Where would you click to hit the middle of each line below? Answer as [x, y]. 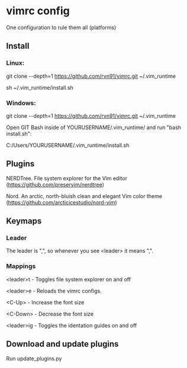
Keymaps [24, 221]
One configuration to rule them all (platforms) [61, 27]
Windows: [21, 103]
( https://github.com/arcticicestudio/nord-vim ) [62, 202]
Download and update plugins [62, 344]
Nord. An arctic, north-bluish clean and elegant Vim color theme [84, 196]
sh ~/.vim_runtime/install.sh [40, 87]
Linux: [15, 63]
